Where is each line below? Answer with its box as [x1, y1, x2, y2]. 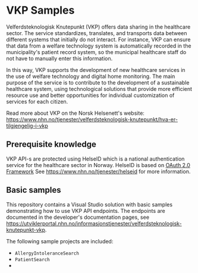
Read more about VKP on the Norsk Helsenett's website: [6, 109, 144, 117]
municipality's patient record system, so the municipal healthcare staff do [6, 48, 187, 55]
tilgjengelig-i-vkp [6, 122, 49, 129]
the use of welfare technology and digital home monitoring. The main [6, 73, 175, 80]
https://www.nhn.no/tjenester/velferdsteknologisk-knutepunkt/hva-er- [6, 115, 178, 123]
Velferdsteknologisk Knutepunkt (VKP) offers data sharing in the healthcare [6, 23, 191, 30]
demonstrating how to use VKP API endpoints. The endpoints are [6, 207, 165, 214]
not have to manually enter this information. [6, 55, 113, 62]
